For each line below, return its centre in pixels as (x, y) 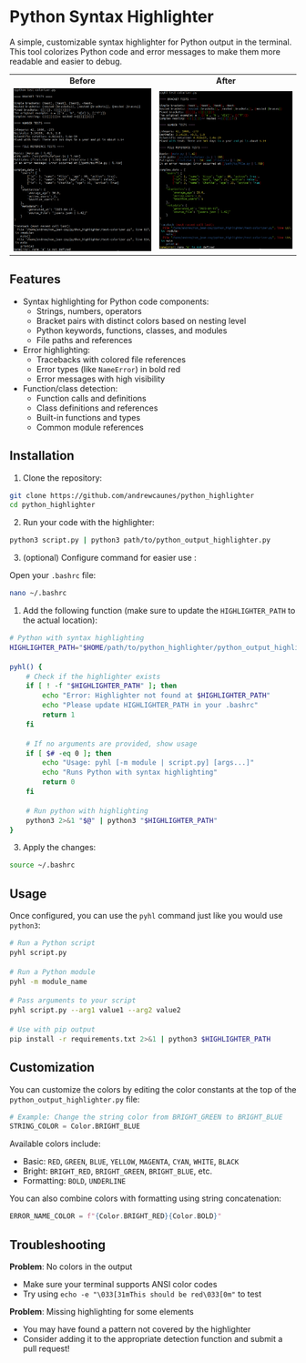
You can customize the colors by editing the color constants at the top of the (153, 1089)
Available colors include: (55, 1144)
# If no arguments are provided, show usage (112, 744)
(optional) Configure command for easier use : (110, 558)
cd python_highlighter (52, 505)
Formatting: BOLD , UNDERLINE (74, 1181)
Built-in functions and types (88, 417)
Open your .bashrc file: (53, 575)
